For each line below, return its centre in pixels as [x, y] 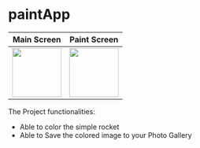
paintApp [39, 15]
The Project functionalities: [52, 111]
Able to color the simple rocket [69, 127]
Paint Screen [94, 39]
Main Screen [37, 39]
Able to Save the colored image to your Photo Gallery [106, 135]
